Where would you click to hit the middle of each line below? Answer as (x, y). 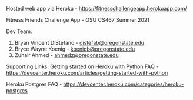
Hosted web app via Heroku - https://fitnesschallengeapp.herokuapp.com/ (96, 9)
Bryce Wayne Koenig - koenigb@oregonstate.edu (75, 49)
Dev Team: (19, 31)
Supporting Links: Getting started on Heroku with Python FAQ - (82, 66)
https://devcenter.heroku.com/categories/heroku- (124, 84)
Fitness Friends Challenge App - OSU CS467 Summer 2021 (78, 20)
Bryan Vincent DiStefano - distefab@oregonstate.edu (79, 43)
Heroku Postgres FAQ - (34, 84)
